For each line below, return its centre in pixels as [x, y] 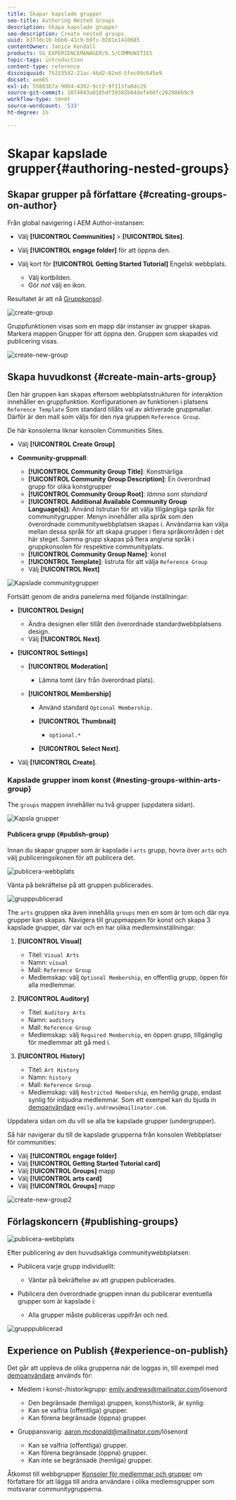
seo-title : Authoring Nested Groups [61, 20]
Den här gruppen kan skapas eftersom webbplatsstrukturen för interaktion [115, 394]
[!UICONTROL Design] [51, 610]
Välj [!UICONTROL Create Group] [66, 444]
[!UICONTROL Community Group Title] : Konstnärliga [105, 471]
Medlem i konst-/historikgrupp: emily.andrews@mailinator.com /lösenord [122, 1389]
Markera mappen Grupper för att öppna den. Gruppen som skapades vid [113, 334]
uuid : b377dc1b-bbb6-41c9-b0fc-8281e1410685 [74, 40]
